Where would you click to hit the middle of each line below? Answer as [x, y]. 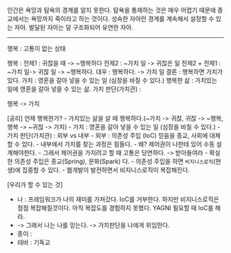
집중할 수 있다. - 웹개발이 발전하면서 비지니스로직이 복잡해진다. [106, 170]
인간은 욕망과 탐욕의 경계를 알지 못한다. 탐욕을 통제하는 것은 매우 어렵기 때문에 [112, 10]
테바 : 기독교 [34, 242]
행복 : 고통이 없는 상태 [36, 48]
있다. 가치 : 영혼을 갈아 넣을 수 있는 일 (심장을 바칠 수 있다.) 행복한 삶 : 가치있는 [112, 80]
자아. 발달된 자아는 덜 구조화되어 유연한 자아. [74, 27]
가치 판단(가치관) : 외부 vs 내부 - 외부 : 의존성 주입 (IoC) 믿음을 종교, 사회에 [108, 135]
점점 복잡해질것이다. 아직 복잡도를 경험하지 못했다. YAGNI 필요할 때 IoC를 [115, 208]
